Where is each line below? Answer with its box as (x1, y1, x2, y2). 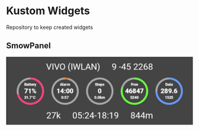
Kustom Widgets (6, 4, 91, 18)
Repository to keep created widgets (6, 24, 94, 31)
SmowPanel (6, 41, 52, 51)
